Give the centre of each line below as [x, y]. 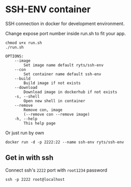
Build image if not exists [52, 83]
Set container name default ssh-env [62, 74]
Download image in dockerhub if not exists [70, 92]
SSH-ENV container [48, 9]
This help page [40, 123]
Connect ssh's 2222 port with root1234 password [56, 170]
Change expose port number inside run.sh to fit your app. [65, 33]
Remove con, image [43, 110]
